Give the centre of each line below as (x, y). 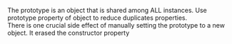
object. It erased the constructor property (69, 33)
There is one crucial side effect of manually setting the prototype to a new (116, 25)
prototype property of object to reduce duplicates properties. (97, 18)
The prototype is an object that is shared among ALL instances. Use (107, 10)
